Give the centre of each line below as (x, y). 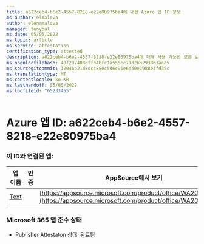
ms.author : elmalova (32, 18)
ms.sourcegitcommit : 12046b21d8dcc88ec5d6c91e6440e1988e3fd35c (88, 68)
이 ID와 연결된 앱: (30, 156)
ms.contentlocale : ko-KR (38, 80)
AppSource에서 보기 (134, 178)
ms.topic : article (29, 40)
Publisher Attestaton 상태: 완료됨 (55, 234)
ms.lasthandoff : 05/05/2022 (42, 86)
